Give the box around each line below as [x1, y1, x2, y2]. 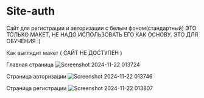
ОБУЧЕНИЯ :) [6, 37, 41, 44]
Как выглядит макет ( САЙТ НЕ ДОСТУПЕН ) [6, 49, 123, 56]
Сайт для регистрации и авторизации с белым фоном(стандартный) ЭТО [6, 24, 197, 32]
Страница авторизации [6, 72, 67, 80]
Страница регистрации [6, 84, 67, 92]
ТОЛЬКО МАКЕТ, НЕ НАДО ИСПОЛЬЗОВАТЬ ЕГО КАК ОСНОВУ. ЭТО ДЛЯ [6, 30, 199, 38]
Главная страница [6, 61, 54, 68]
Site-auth [6, 4, 55, 18]
